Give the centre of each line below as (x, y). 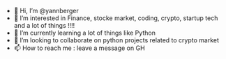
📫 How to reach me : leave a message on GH (79, 48)
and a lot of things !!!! (44, 25)
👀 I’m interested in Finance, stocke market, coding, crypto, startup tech (116, 18)
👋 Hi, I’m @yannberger (46, 11)
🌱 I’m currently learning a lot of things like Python (84, 33)
